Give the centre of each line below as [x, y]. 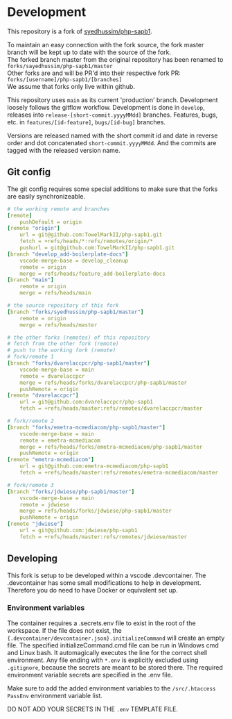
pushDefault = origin [51, 222]
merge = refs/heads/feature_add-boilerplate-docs [93, 274]
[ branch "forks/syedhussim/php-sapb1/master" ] [75, 312]
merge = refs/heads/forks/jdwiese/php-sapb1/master [96, 511]
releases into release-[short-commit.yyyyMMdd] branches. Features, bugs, [113, 115]
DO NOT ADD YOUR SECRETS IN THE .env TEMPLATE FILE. [93, 709]
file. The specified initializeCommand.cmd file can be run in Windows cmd [113, 645]
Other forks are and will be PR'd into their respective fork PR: [94, 73]
